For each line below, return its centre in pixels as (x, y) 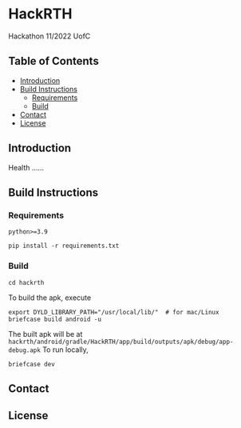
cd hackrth (26, 282)
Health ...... (26, 167)
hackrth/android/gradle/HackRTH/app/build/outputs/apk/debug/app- (121, 342)
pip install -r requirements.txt (64, 246)
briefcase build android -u (55, 319)
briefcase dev (32, 364)
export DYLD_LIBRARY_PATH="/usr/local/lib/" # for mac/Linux (114, 312)
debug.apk (25, 350)
